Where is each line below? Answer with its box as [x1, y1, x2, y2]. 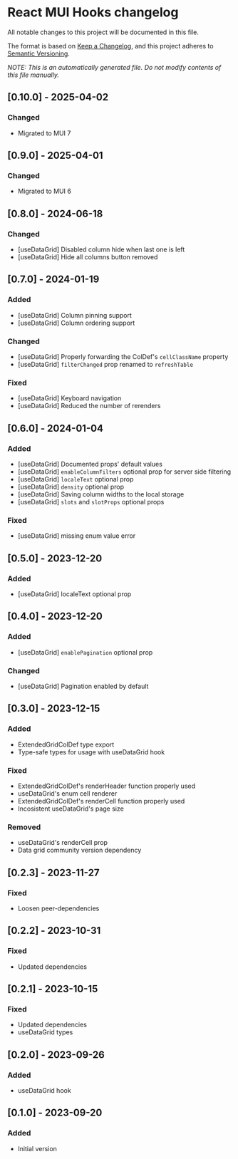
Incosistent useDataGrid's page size [17, 804, 125, 813]
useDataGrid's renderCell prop [17, 838, 108, 847]
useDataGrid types [17, 1028, 73, 1036]
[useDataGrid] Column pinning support [17, 311, 132, 319]
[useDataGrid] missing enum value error [17, 531, 136, 540]
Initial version [17, 1144, 57, 1153]
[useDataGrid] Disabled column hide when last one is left [17, 245, 185, 254]
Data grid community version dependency [17, 846, 142, 855]
